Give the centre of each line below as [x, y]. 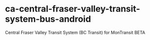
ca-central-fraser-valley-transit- [73, 9]
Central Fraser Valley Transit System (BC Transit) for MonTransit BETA [75, 32]
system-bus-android [48, 19]
